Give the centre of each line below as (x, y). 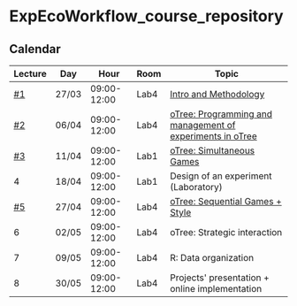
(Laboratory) (196, 187)
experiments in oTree (213, 136)
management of (202, 125)
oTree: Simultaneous (212, 150)
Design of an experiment (221, 176)
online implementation (216, 289)
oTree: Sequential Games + (226, 201)
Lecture (30, 74)
